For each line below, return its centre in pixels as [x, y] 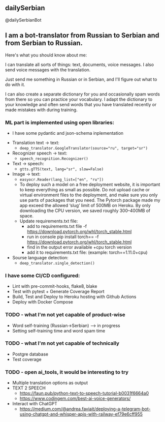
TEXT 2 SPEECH [29, 388]
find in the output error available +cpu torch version [79, 247]
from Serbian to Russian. [44, 43]
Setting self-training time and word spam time [59, 331]
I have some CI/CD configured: [43, 275]
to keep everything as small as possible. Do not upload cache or [85, 189]
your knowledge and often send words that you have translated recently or [81, 104]
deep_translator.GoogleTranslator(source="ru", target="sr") [83, 148]
